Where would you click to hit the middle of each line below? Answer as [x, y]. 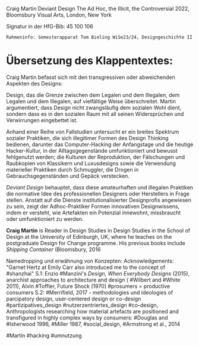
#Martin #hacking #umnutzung [44, 335]
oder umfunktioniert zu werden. [45, 219]
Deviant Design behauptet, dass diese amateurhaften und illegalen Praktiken [100, 187]
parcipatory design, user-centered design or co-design [74, 299]
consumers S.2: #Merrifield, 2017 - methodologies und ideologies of [90, 292]
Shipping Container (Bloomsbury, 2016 [53, 249]
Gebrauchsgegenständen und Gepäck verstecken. [68, 176]
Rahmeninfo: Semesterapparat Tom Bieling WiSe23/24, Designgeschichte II [99, 37]
